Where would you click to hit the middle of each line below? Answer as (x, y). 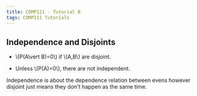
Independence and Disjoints (61, 42)
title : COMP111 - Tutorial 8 (43, 12)
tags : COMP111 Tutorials (38, 18)
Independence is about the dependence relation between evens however (98, 80)
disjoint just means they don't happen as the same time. (77, 87)
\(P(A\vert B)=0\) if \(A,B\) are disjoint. (63, 57)
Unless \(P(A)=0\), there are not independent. (72, 69)
